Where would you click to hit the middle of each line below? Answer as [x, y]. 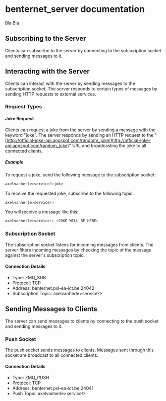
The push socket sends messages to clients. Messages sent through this [80, 350]
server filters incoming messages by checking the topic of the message [78, 250]
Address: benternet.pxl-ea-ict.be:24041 [53, 388]
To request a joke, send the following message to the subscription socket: [81, 174]
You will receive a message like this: [42, 212]
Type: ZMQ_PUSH [31, 378]
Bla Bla [12, 23]
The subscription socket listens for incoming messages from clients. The [79, 244]
